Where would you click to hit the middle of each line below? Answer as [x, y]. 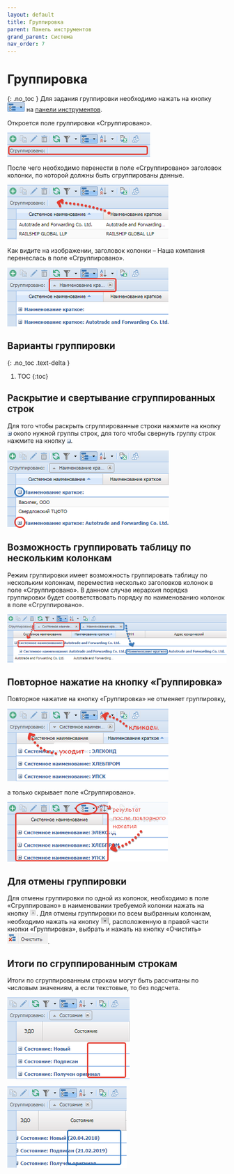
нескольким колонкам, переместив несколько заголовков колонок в [110, 582]
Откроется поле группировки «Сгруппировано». [80, 123]
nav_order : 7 [26, 44]
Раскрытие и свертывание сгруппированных [111, 398]
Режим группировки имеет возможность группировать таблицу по [107, 575]
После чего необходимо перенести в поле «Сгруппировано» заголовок [114, 168]
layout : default [31, 15]
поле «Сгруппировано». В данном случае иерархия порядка [97, 590]
